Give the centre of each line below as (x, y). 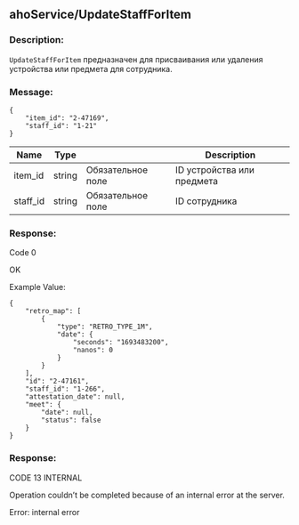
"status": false (71, 420)
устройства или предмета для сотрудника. (91, 69)
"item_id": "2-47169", (67, 118)
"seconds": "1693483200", (121, 343)
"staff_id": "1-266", (65, 389)
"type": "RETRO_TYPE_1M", (105, 327)
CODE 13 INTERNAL (46, 477)
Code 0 (23, 253)
